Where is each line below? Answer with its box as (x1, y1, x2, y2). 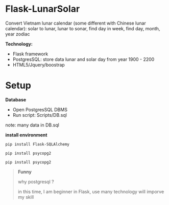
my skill (17, 194, 34, 200)
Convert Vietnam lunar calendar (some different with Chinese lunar (5, 20, 147, 26)
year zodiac (5, 31, 30, 37)
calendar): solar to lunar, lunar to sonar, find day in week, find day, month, (5, 25, 160, 31)
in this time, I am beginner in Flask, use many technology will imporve (17, 188, 164, 195)
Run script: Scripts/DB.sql (12, 112, 67, 118)
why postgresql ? (17, 178, 55, 184)
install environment (5, 132, 47, 138)
